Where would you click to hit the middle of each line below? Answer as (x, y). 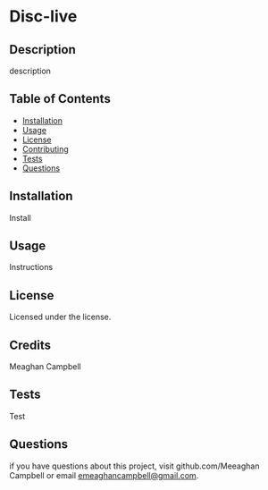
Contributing (45, 148)
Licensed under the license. (60, 317)
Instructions (31, 267)
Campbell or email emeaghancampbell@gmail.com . (104, 475)
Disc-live (43, 17)
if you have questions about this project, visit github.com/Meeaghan (134, 466)
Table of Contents (60, 99)
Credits (30, 345)
